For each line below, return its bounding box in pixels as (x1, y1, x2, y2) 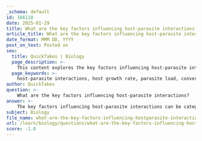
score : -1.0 (6, 126, 36, 132)
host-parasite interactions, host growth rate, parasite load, (17, 76, 179, 82)
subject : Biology (6, 109, 50, 115)
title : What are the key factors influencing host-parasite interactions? (6, 25, 198, 32)
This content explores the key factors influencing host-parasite (17, 64, 187, 71)
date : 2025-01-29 (6, 20, 50, 26)
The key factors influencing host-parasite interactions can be (17, 103, 182, 110)
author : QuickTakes (6, 82, 55, 88)
